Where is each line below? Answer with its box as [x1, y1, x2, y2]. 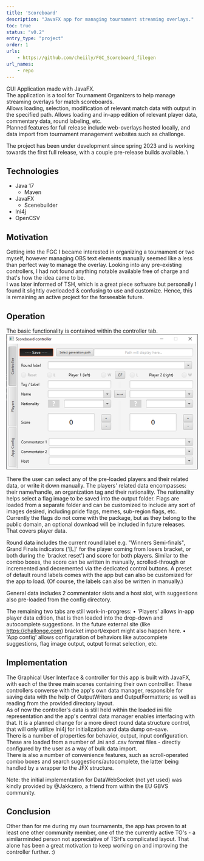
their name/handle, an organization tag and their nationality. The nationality [6, 488, 194, 496]
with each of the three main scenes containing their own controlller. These [6, 680, 192, 687]
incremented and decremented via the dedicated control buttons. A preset [6, 564, 192, 572]
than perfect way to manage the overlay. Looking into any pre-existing [6, 261, 182, 269]
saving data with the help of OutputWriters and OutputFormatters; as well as [6, 693, 197, 700]
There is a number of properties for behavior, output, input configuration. [6, 731, 189, 739]
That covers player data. [6, 527, 67, 534]
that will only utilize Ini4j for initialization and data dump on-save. [6, 725, 169, 733]
